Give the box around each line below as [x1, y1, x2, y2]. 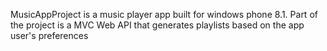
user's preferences [10, 30, 89, 41]
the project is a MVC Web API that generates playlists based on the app [10, 19, 305, 31]
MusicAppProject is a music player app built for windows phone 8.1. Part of [10, 9, 318, 20]
